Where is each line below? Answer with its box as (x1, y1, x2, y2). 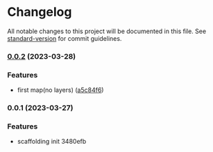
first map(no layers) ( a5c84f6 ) (17, 86, 104, 94)
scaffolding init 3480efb (17, 137, 87, 146)
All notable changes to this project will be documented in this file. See (7, 27, 207, 35)
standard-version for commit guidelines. (7, 34, 122, 42)
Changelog (7, 4, 72, 20)
